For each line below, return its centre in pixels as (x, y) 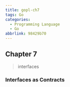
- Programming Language (35, 24)
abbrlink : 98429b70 (26, 34)
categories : (18, 19)
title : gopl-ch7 (22, 10)
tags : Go (14, 15)
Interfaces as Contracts (35, 79)
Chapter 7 (21, 54)
